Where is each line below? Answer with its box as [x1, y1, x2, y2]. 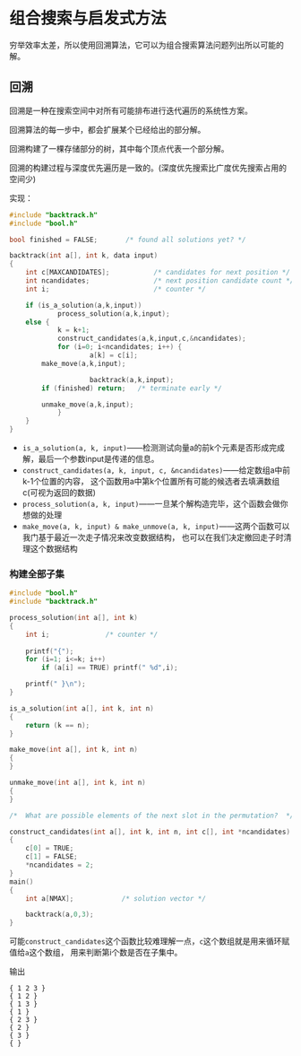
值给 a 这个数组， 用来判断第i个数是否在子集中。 [9, 947, 183, 958]
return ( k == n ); [25, 720, 90, 729]
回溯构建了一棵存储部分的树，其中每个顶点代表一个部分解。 [9, 143, 229, 153]
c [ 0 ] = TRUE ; [25, 844, 74, 853]
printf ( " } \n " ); [25, 679, 87, 689]
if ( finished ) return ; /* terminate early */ [41, 383, 222, 393]
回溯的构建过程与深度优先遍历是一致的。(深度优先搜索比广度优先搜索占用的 [9, 162, 288, 173]
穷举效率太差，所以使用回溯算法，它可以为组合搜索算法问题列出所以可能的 [9, 39, 284, 50]
